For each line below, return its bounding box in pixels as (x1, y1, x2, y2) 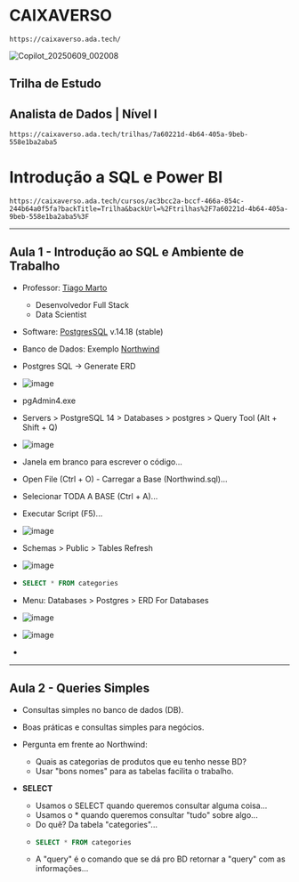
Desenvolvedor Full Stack (35, 299, 129, 310)
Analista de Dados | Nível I (9, 106, 158, 121)
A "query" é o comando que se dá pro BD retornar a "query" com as (35, 854, 287, 864)
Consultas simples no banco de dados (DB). (21, 704, 184, 715)
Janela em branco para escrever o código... (21, 456, 182, 467)
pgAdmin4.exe (21, 395, 77, 406)
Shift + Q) (21, 422, 58, 433)
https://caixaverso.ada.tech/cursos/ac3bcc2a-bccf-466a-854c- (9, 197, 245, 206)
